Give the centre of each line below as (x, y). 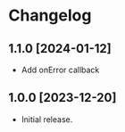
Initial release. (47, 119)
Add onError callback (60, 70)
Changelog (50, 16)
